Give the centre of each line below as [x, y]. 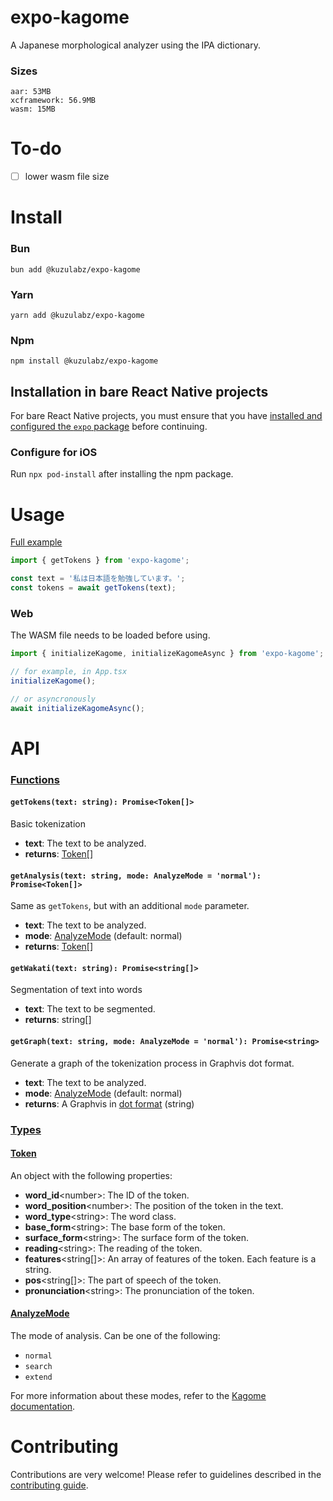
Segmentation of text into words [76, 990]
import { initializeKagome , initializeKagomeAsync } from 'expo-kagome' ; [167, 654]
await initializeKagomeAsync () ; [77, 708]
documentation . [43, 1406]
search [38, 1366]
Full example [36, 542]
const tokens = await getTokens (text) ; [93, 588]
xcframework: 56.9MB [53, 101]
